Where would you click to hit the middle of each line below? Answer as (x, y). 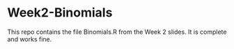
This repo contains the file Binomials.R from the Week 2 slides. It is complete (117, 32)
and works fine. (30, 39)
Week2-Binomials (60, 13)
